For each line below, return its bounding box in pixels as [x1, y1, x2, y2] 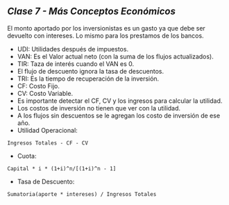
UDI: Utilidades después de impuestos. [17, 44, 129, 53]
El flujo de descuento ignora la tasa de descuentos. [17, 67, 164, 75]
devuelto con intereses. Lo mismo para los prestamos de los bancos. [7, 31, 204, 40]
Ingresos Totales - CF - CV [7, 139, 89, 147]
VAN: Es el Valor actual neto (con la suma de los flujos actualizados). [17, 52, 214, 60]
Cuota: [17, 151, 37, 160]
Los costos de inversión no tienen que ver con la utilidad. [17, 104, 181, 112]
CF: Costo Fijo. [17, 81, 60, 90]
